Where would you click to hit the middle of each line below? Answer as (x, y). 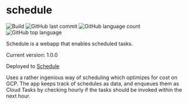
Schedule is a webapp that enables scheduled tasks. (70, 44)
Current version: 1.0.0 (32, 55)
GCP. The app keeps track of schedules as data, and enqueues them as (93, 83)
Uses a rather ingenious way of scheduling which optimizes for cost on (92, 77)
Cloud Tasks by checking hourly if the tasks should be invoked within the (94, 89)
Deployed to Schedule (33, 66)
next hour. (18, 96)
